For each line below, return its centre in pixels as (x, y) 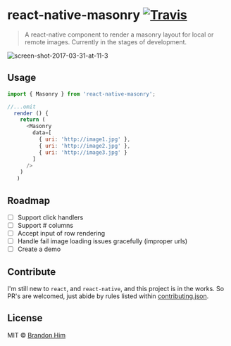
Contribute (32, 272)
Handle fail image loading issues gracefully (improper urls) (102, 241)
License (25, 318)
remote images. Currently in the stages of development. (106, 41)
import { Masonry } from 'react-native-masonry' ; (82, 94)
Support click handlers (50, 217)
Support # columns (45, 225)
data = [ (42, 133)
